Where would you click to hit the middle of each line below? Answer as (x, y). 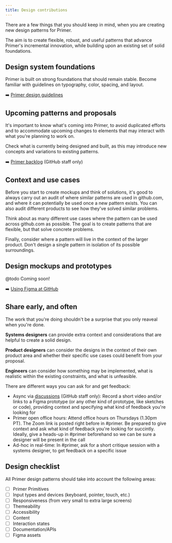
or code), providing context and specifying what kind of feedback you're (89, 407)
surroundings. (20, 250)
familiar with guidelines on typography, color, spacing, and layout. (75, 85)
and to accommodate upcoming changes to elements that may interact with (85, 131)
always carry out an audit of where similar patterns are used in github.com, (84, 198)
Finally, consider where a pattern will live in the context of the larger (77, 239)
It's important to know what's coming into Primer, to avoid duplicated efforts (85, 126)
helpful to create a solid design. (38, 340)
